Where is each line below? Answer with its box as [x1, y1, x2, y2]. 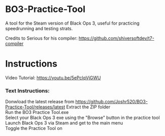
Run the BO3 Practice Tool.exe [5, 109, 69, 115]
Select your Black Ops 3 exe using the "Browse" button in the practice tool [5, 114, 160, 121]
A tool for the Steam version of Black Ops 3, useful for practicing [5, 20, 140, 26]
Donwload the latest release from [5, 99, 75, 105]
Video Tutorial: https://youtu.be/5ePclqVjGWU [5, 74, 101, 81]
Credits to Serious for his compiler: [5, 35, 78, 41]
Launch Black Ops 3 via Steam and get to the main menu [5, 120, 123, 126]
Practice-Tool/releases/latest [5, 104, 66, 110]
